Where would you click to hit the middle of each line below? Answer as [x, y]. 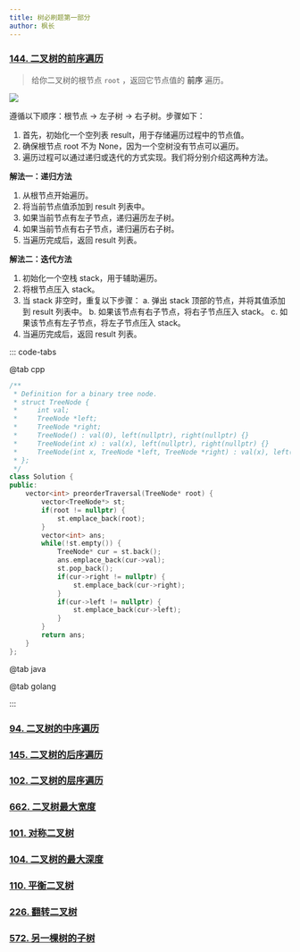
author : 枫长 [32, 26]
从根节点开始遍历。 [58, 195]
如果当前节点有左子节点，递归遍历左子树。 [100, 217]
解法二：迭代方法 [41, 259]
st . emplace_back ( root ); [101, 518]
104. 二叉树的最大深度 [57, 860]
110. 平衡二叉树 [42, 886]
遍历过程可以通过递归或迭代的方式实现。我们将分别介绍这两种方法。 [147, 157]
